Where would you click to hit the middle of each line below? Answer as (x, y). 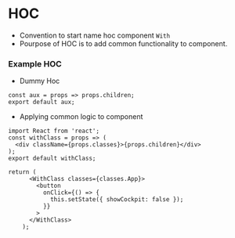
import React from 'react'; (54, 131)
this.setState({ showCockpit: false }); (117, 200)
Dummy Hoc (40, 81)
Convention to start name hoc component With (95, 35)
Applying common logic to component (81, 117)
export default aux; (42, 103)
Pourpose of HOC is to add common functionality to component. (123, 43)
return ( (22, 172)
